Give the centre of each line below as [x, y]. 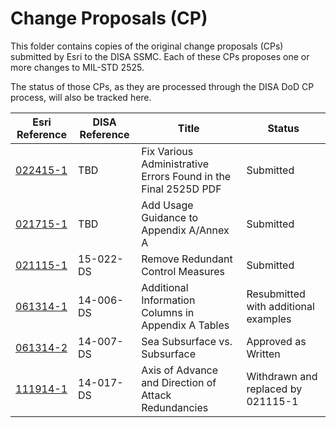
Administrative [175, 164]
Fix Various [167, 151]
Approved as [276, 341]
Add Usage [167, 205]
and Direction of [179, 382]
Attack [156, 395]
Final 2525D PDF [181, 189]
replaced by [274, 389]
